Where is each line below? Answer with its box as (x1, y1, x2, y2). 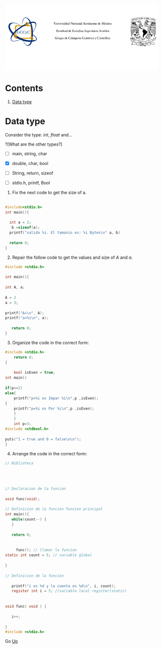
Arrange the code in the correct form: (12, 450, 87, 456)
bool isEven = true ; (14, 370, 55, 375)
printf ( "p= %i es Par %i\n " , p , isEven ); (14, 406, 95, 411)
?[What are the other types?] (5, 141, 63, 147)
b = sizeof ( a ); (11, 225, 40, 230)
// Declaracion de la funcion (5, 486, 66, 491)
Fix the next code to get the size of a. (12, 189, 87, 195)
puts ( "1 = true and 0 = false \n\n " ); (5, 436, 81, 442)
